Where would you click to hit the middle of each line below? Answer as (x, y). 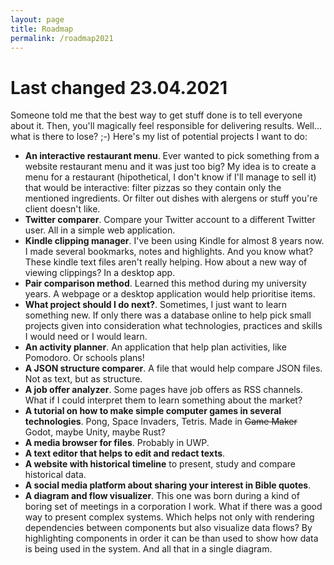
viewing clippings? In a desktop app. (100, 273)
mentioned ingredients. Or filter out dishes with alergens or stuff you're (171, 198)
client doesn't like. (62, 209)
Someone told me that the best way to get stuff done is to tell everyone (156, 115)
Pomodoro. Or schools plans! (84, 358)
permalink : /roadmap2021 (62, 38)
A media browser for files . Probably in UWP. (117, 443)
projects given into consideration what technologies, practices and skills (173, 326)
